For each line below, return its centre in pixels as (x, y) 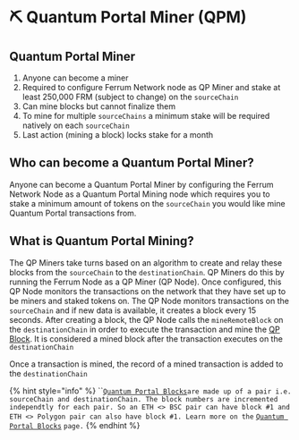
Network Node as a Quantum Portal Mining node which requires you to (140, 194)
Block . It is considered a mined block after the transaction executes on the (146, 338)
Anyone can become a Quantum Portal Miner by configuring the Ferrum (141, 184)
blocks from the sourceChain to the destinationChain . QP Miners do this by (147, 272)
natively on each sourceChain (76, 125)
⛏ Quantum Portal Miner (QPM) (128, 17)
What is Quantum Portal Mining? (102, 241)
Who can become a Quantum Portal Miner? (132, 163)
